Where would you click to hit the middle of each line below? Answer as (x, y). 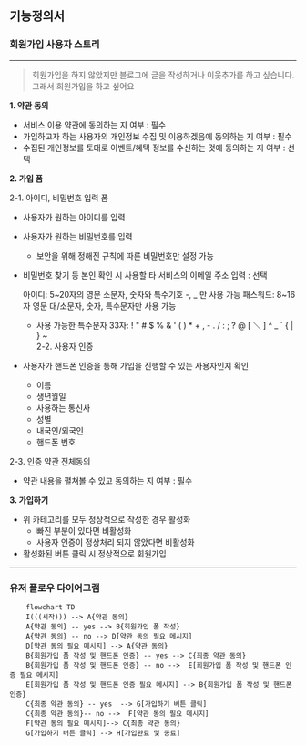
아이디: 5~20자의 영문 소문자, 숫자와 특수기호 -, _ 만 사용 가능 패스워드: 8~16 (159, 294)
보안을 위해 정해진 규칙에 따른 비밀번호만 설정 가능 (125, 255)
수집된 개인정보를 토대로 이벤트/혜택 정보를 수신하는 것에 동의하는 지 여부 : (154, 148)
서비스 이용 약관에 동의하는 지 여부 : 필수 (94, 125)
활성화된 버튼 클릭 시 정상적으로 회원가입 (94, 553)
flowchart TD (51, 607)
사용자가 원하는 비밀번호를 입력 (77, 236)
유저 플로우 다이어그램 (55, 588)
